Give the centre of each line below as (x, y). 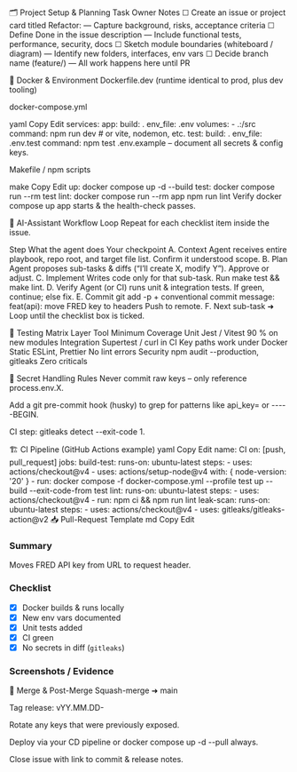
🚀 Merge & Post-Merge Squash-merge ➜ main (94, 690)
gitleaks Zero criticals (48, 361)
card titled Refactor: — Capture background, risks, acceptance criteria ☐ (142, 25)
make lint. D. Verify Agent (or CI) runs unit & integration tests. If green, (137, 287)
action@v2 (29, 519)
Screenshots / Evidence (62, 671)
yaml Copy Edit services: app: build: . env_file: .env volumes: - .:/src (133, 124)
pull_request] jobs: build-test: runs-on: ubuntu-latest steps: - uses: (131, 462)
